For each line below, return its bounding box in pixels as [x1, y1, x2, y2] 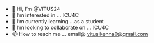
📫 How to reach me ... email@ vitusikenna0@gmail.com [11, 31, 148, 37]
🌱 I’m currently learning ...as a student [11, 18, 104, 24]
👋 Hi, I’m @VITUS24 [11, 6, 61, 12]
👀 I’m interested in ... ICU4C [11, 12, 79, 19]
